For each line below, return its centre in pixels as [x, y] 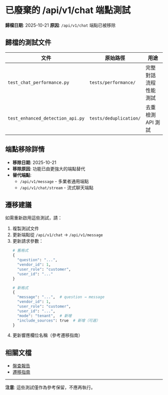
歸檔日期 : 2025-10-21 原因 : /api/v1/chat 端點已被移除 [60, 25]
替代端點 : [22, 175]
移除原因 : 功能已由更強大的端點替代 [49, 168]
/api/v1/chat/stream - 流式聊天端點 [56, 187]
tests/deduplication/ [115, 118]
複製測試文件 [25, 229]
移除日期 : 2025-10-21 [34, 162]
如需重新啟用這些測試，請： [34, 218]
